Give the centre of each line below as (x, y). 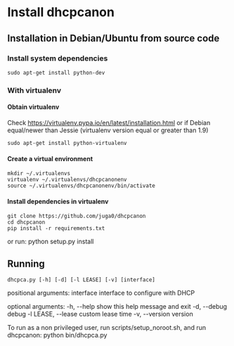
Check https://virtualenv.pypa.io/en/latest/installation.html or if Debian (109, 123)
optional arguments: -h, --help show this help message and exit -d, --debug (117, 307)
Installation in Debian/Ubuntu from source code (113, 38)
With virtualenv (34, 90)
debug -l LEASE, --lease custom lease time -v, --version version (100, 314)
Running (26, 263)
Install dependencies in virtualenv (58, 201)
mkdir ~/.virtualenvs (39, 174)
